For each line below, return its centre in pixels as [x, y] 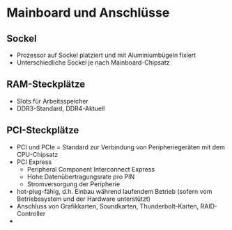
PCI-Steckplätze [43, 130]
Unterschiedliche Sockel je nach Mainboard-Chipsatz [93, 63]
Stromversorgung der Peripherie [73, 184]
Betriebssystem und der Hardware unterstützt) [84, 199]
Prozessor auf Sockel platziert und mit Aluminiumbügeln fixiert [106, 55]
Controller [31, 213]
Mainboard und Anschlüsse [88, 13]
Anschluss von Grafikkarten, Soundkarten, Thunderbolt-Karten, [108, 206]
